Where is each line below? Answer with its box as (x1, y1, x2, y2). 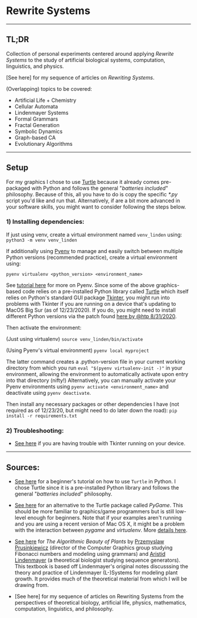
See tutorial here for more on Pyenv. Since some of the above (6, 281, 155, 288)
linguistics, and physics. (6, 63, 64, 70)
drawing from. (14, 581, 49, 588)
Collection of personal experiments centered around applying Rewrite (6, 50, 174, 57)
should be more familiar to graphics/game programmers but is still (14, 508, 175, 515)
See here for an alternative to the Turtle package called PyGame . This (14, 501, 184, 508)
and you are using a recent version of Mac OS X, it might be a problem (14, 520, 185, 527)
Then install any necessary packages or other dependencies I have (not (6, 400, 179, 408)
